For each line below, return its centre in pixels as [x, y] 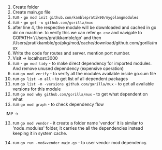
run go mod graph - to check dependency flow [58, 104]
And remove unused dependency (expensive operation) [68, 68]
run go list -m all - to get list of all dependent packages [70, 79]
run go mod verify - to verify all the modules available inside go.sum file [84, 74]
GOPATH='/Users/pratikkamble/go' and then [57, 38]
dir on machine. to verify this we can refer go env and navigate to [77, 33]
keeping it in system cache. [40, 133]
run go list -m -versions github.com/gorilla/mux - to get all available [83, 84]
